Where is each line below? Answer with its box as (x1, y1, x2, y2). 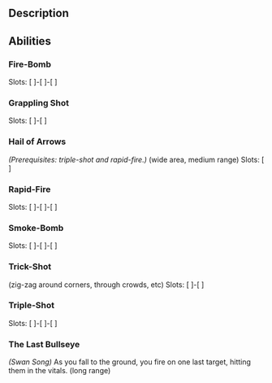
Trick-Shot (8, 261, 51, 272)
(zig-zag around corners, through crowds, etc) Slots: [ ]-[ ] (8, 280, 205, 289)
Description (8, 7, 69, 20)
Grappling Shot (8, 98, 70, 108)
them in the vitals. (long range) (8, 366, 111, 376)
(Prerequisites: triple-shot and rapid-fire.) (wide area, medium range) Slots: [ (8, 155, 265, 164)
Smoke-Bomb (8, 222, 64, 233)
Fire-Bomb (8, 59, 51, 70)
